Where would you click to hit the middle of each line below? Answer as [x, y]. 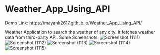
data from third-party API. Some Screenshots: [52, 37]
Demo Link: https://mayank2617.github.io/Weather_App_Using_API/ [74, 23]
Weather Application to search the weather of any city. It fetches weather [80, 32]
